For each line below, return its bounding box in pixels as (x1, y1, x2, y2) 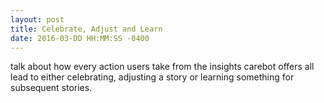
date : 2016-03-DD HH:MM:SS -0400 (10, 33, 150, 43)
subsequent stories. (10, 82, 93, 94)
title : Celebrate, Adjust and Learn (10, 24, 163, 34)
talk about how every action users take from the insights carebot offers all (10, 61, 315, 73)
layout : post (10, 14, 65, 25)
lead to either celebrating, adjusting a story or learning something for (10, 71, 295, 83)
